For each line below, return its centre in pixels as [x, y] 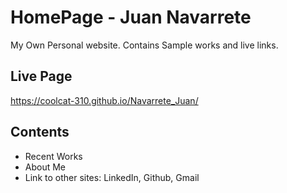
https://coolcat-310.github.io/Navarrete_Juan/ [104, 100]
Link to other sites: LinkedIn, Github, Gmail [112, 177]
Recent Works [53, 156]
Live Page [41, 76]
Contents [40, 132]
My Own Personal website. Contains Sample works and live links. [144, 45]
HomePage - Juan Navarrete [131, 17]
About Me [45, 167]
